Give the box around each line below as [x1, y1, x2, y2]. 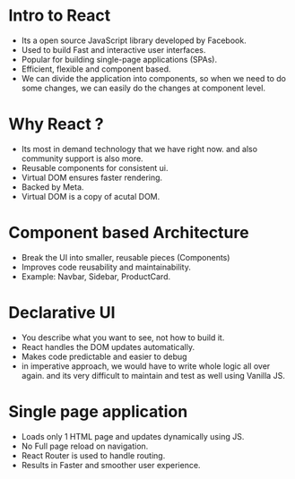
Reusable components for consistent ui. [21, 162, 169, 173]
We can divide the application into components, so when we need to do [21, 73, 286, 83]
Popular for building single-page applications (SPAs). [21, 54, 217, 64]
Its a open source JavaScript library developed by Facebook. [21, 35, 247, 46]
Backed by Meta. [21, 181, 84, 192]
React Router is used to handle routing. [21, 449, 166, 461]
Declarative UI [8, 303, 116, 322]
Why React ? [8, 114, 104, 134]
